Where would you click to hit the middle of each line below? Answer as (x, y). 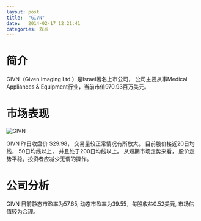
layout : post (23, 12)
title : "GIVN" (26, 18)
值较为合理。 (22, 212)
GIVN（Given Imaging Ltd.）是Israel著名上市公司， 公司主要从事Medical (97, 79)
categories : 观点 (27, 29)
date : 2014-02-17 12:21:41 (43, 23)
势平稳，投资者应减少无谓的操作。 (49, 159)
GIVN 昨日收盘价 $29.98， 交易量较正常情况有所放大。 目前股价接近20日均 (100, 143)
